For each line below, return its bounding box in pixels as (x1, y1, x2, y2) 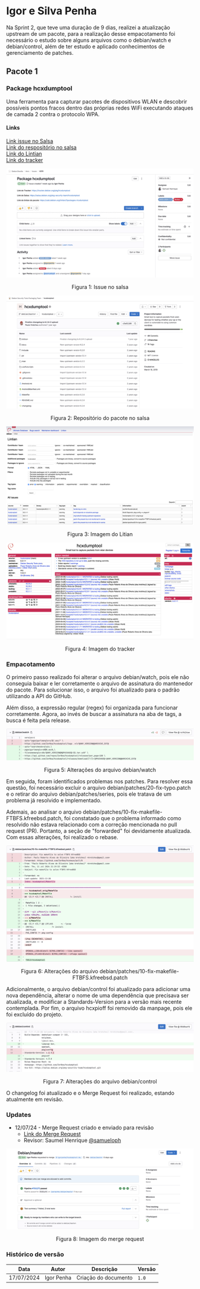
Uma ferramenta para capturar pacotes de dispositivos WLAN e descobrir (6, 98, 187, 105)
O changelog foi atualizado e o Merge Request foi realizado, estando (6, 1089, 174, 1097)
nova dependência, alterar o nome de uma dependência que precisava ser (6, 992, 189, 999)
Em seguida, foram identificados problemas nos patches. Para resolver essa (6, 777, 193, 784)
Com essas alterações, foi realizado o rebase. (6, 833, 118, 840)
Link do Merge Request (23, 1131, 82, 1138)
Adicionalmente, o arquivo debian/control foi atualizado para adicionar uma (6, 985, 190, 992)
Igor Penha (44, 1274, 71, 1281)
